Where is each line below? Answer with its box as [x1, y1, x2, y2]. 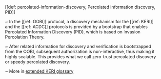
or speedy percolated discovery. [5, 59, 70, 64]
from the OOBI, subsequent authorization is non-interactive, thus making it [5, 48, 155, 54]
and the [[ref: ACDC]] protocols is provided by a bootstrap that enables [5, 24, 148, 30]
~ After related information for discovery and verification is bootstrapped [5, 44, 151, 49]
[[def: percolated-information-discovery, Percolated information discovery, [5, 4, 156, 10]
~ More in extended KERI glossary [5, 68, 74, 74]
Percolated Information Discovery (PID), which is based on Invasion [5, 29, 141, 34]
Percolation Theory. [5, 34, 45, 40]
